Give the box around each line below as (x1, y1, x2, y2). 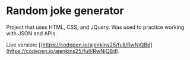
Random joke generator (6, 4, 124, 18)
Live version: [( (6, 41, 43, 48)
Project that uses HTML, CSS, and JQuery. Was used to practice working (6, 24, 185, 31)
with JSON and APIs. (6, 29, 58, 36)
